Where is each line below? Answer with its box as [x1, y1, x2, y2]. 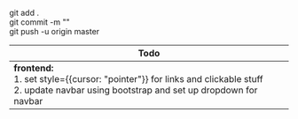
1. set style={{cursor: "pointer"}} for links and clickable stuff [13, 73, 263, 85]
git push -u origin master [9, 26, 100, 36]
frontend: [13, 62, 54, 74]
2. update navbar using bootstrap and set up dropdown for [13, 84, 258, 96]
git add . [9, 8, 40, 18]
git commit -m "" [9, 17, 71, 27]
